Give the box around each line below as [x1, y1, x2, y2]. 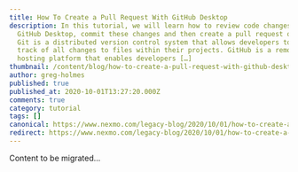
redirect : [9, 129, 46, 137]
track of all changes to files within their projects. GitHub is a [17, 46, 272, 55]
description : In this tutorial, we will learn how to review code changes [9, 21, 292, 30]
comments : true [9, 95, 66, 105]
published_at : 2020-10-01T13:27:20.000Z [9, 87, 161, 96]
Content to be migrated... [9, 152, 101, 163]
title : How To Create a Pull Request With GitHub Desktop [9, 12, 228, 22]
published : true [9, 79, 69, 88]
